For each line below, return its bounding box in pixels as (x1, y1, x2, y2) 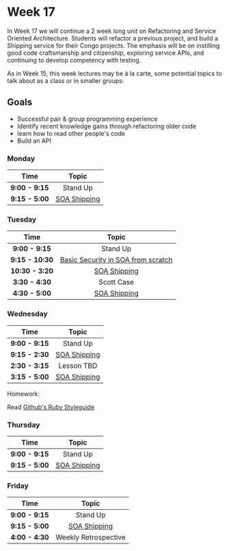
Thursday (7, 420, 40, 430)
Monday (7, 154, 36, 163)
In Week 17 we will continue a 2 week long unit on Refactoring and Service (7, 27, 217, 35)
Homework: (7, 389, 40, 398)
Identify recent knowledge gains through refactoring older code (16, 121, 197, 130)
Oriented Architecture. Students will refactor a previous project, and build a (7, 34, 219, 42)
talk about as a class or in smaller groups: (7, 76, 124, 84)
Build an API (16, 137, 51, 145)
